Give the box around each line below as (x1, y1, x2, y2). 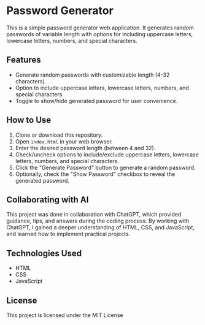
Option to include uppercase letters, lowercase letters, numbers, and (15, 84, 189, 91)
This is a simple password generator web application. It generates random (6, 24, 195, 31)
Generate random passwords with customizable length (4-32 (15, 71, 170, 78)
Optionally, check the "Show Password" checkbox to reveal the (15, 170, 176, 178)
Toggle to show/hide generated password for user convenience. (15, 97, 178, 104)
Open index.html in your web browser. (15, 137, 114, 145)
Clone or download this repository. (15, 131, 103, 139)
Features (6, 55, 41, 65)
